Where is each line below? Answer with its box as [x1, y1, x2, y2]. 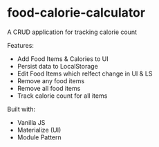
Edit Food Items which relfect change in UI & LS [17, 69, 153, 78]
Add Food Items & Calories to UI [17, 54, 109, 63]
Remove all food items [17, 84, 81, 92]
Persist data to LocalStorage [17, 62, 98, 70]
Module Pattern [17, 133, 62, 141]
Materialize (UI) [17, 126, 62, 134]
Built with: [7, 105, 36, 113]
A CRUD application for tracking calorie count [7, 28, 137, 36]
